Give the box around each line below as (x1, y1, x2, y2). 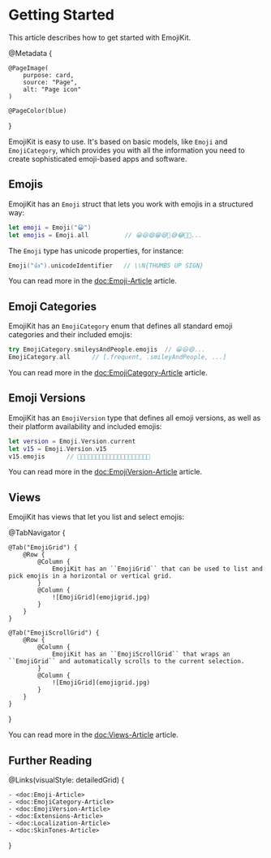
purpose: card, (23, 71, 75, 79)
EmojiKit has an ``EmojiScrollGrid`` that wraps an (51, 650, 230, 659)
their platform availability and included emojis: (8, 421, 162, 431)
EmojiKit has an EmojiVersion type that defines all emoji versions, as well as (8, 413, 261, 422)
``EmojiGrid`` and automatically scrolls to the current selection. (8, 657, 245, 665)
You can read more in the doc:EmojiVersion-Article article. (8, 467, 203, 477)
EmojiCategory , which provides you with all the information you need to (8, 145, 245, 155)
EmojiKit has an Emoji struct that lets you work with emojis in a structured (8, 199, 254, 209)
